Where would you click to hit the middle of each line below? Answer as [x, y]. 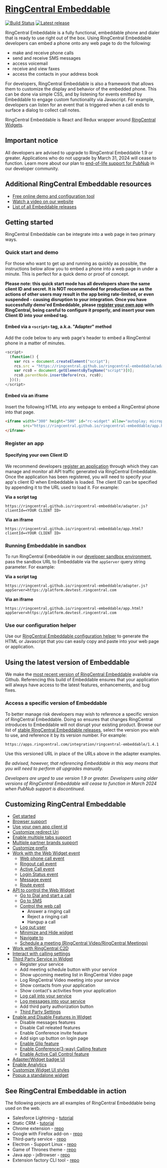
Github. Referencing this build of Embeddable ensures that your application [82, 680]
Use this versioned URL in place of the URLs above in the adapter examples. [83, 753]
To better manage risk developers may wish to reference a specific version [82, 714]
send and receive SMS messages [46, 58]
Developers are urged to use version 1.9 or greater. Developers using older [82, 778]
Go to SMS [31, 901]
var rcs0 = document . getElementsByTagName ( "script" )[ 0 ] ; [74, 371]
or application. [20, 647]
